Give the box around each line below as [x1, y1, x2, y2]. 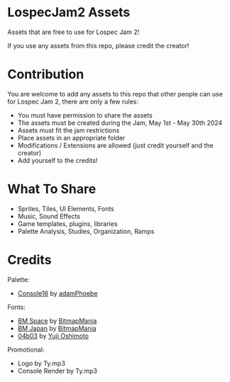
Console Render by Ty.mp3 [17, 366, 98, 375]
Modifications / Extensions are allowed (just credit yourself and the [17, 141, 214, 150]
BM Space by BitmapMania [17, 316, 97, 325]
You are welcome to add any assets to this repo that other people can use [7, 89, 224, 98]
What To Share [7, 181, 97, 197]
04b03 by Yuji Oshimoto [17, 331, 89, 340]
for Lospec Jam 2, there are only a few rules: [7, 97, 138, 106]
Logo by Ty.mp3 [17, 359, 66, 367]
